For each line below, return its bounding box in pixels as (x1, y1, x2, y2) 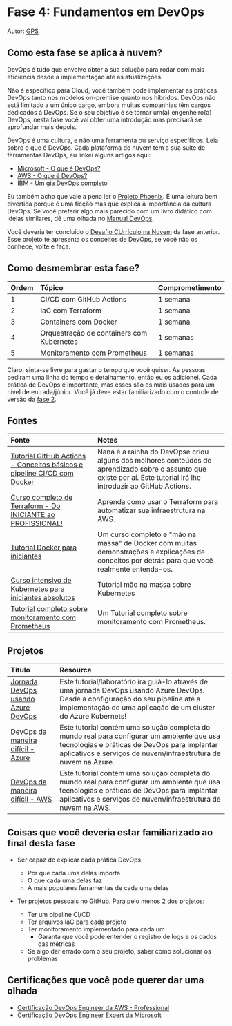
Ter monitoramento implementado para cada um (27, 925, 166, 933)
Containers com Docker (40, 317, 117, 327)
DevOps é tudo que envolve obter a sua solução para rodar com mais (7, 65, 205, 73)
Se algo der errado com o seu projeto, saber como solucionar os (27, 947, 212, 955)
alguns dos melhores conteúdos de (97, 456, 212, 465)
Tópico (40, 282, 64, 292)
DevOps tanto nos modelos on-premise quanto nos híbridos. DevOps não (7, 93, 216, 101)
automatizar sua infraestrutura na (97, 505, 206, 515)
